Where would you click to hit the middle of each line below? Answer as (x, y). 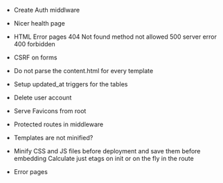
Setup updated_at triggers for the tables (71, 84)
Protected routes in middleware (59, 124)
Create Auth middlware (47, 10)
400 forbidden (34, 44)
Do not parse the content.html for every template (83, 71)
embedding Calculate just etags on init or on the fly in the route (104, 158)
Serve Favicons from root (50, 111)
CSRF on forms (35, 57)
